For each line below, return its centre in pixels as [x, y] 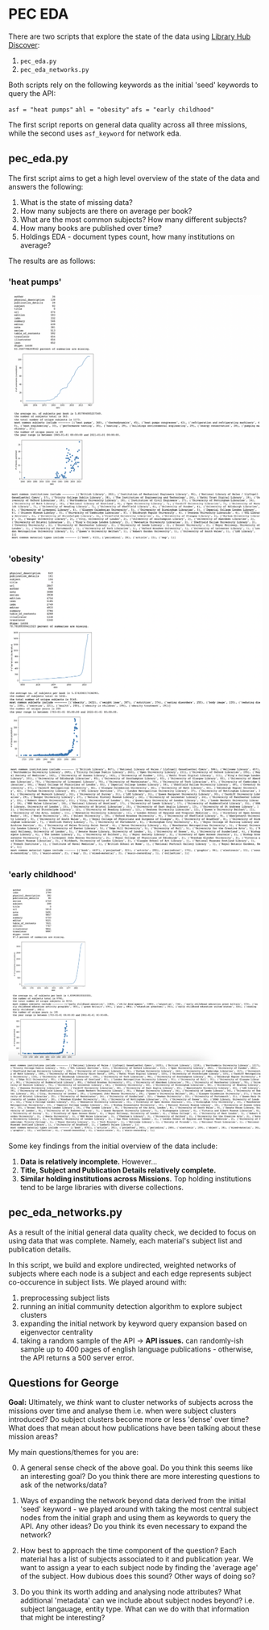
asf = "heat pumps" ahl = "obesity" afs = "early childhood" [112, 110]
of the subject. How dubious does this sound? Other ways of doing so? [138, 1576]
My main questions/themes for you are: [74, 1452]
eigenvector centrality [56, 1331]
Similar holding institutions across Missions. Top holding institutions [136, 1178]
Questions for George [64, 1383]
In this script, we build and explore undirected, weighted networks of [122, 1264]
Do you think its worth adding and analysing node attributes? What [130, 1592]
